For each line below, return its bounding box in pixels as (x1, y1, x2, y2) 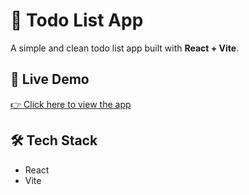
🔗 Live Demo (10, 71, 90, 88)
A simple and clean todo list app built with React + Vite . (10, 42, 240, 54)
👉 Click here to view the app (10, 98, 132, 110)
